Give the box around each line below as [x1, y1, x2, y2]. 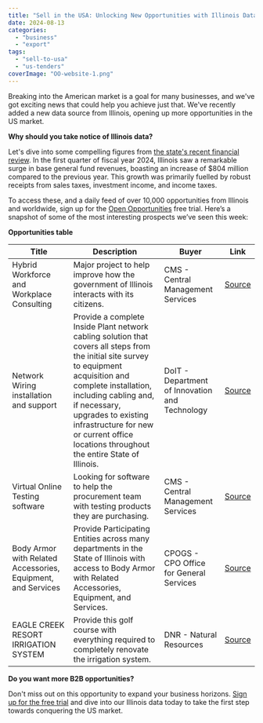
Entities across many [73, 533, 150, 544]
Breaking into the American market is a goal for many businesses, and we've [8, 91, 255, 100]
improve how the [73, 268, 135, 279]
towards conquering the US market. [8, 706, 124, 715]
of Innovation [164, 385, 213, 396]
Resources [164, 639, 204, 650]
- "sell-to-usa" [15, 56, 68, 64]
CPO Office [164, 557, 206, 568]
